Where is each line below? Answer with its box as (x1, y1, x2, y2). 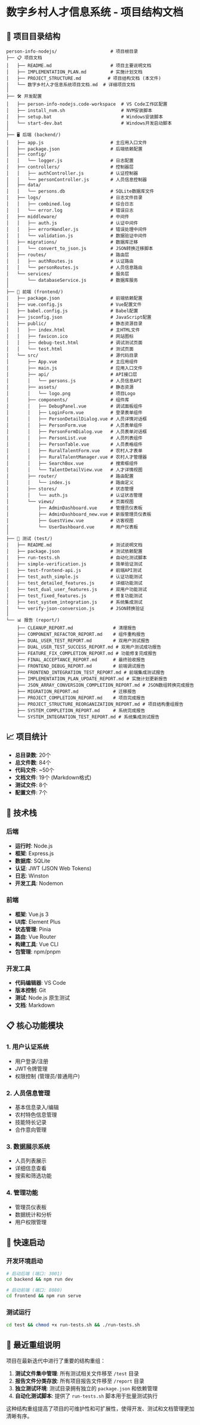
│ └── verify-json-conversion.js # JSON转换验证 (6, 605, 144, 611)
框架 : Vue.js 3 (14, 911, 49, 918)
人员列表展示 (14, 1157, 47, 1164)
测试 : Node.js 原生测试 (14, 994, 70, 1001)
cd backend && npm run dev (6, 1277, 73, 1283)
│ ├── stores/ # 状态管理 (6, 486, 134, 492)
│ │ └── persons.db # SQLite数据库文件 (6, 188, 154, 194)
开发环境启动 (6, 1257, 44, 1265)
